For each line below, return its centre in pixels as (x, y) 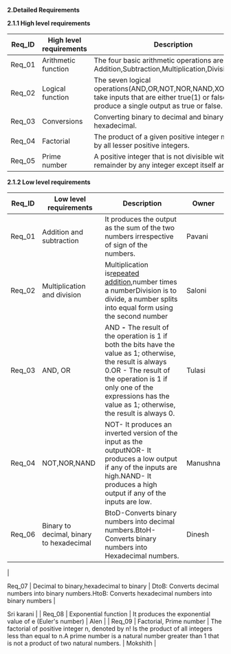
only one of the (129, 387)
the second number (136, 316)
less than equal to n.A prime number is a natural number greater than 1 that (113, 636)
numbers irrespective (139, 236)
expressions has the (137, 396)
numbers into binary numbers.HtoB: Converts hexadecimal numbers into (110, 593)
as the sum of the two (140, 228)
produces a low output (141, 459)
